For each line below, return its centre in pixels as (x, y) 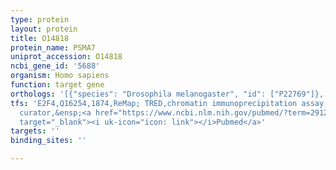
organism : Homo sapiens (60, 76)
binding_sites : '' (48, 141)
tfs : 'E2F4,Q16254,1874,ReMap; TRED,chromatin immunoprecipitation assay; (169, 103)
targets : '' (35, 131)
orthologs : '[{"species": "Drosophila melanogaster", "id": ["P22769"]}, (167, 94)
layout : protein (44, 29)
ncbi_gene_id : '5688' (55, 66)
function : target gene (57, 85)
